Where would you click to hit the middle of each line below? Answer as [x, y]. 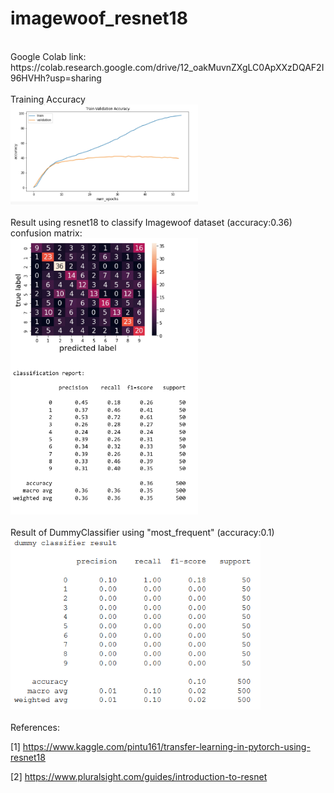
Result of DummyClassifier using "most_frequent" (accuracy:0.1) [142, 533]
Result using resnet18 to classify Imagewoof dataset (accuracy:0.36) [151, 222]
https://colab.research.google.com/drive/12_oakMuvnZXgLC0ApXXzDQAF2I [167, 67]
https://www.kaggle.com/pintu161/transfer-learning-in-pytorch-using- [166, 746]
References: [35, 727]
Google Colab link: [48, 56]
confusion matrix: [46, 233]
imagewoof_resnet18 [99, 18]
